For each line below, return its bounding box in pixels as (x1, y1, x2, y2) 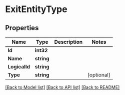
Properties (5, 24, 39, 32)
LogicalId (7, 63, 30, 70)
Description (54, 39, 83, 45)
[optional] (87, 71, 111, 78)
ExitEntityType (5, 4, 67, 15)
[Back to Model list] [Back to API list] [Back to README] (5, 84, 120, 90)
